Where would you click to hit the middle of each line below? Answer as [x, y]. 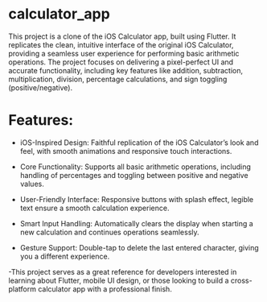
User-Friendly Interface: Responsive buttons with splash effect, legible [137, 199]
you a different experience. [65, 256]
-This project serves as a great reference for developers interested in [123, 271]
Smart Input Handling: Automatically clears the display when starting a [136, 223]
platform [22, 289]
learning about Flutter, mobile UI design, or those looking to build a [119, 280]
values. [32, 184]
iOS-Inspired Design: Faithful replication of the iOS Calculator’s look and [139, 143]
